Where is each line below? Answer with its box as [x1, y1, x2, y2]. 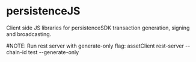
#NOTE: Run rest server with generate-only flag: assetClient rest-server [6, 42, 185, 49]
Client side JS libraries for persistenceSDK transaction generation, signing [6, 24, 190, 31]
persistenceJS [6, 4, 81, 18]
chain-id [6, 48, 27, 55]
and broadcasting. [6, 30, 52, 37]
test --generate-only [28, 48, 79, 55]
